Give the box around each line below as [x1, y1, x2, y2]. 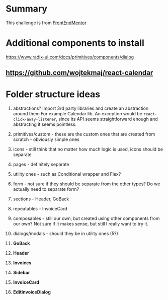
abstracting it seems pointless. [13, 121, 77, 127]
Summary [6, 3, 47, 15]
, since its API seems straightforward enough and [55, 116, 158, 122]
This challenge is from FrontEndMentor [6, 20, 87, 26]
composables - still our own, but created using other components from [13, 215, 160, 221]
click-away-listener [13, 117, 56, 122]
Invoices [13, 260, 32, 266]
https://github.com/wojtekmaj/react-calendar [6, 68, 153, 77]
